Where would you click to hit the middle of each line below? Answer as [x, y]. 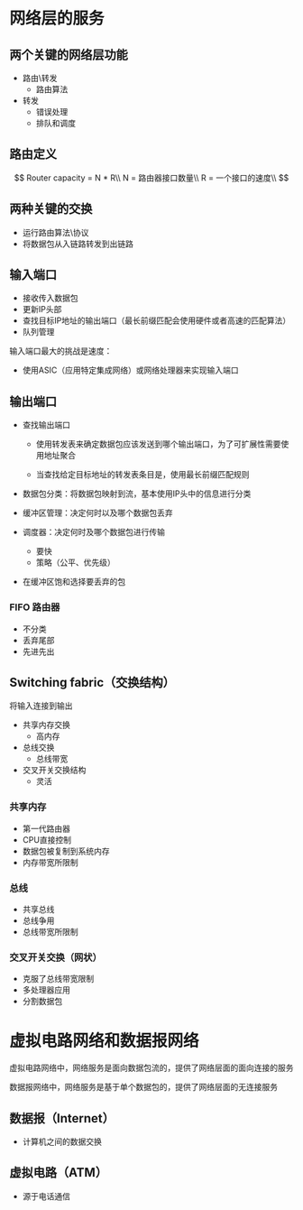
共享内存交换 [46, 725]
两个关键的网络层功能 [69, 55]
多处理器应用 [46, 990]
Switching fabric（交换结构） [92, 682]
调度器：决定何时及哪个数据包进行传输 [93, 532]
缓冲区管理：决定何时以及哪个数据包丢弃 [97, 513]
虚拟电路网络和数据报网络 [105, 1041]
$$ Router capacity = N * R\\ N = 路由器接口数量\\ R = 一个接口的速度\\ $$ [151, 178]
